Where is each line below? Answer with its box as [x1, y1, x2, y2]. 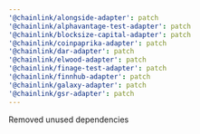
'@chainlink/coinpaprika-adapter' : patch [8, 38, 167, 48]
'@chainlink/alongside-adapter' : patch [8, 13, 159, 23]
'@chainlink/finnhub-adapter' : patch [8, 72, 151, 81]
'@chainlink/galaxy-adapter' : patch [8, 81, 147, 90]
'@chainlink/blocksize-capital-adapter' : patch [8, 30, 192, 39]
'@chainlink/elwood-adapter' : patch [8, 55, 147, 64]
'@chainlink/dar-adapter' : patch [8, 47, 135, 56]
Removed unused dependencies [8, 114, 129, 125]
